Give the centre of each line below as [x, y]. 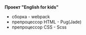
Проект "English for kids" [32, 7]
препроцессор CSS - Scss [39, 27]
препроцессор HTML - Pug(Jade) [46, 22]
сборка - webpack [31, 17]
